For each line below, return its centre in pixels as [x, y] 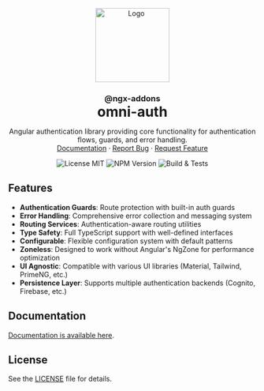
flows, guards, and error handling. [132, 139]
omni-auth [132, 112]
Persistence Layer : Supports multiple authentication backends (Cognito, [138, 283]
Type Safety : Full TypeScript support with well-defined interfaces [126, 232]
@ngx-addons [132, 98]
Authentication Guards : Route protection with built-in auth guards [127, 207]
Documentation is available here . [61, 335]
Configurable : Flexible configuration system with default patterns [126, 241]
